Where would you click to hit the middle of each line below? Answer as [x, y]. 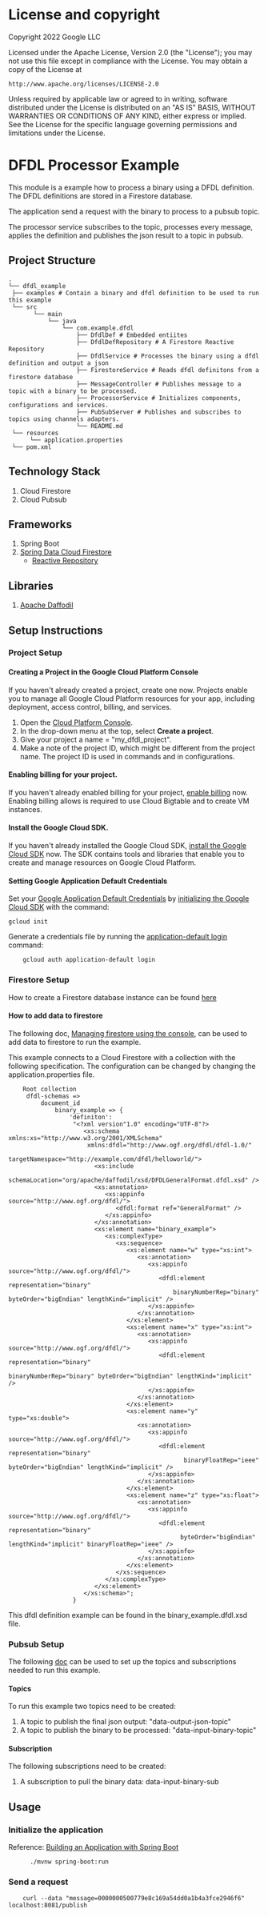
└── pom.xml [32, 447]
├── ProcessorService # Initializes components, [159, 398]
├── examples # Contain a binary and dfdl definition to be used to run [136, 293]
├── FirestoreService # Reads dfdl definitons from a [168, 370]
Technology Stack [54, 472]
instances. [25, 809]
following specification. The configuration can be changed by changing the [132, 1066]
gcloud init [28, 922]
